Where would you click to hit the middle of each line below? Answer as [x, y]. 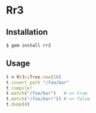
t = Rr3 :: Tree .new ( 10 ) [34, 77]
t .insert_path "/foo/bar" [37, 82]
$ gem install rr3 [28, 45]
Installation [27, 32]
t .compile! [19, 88]
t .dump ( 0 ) [18, 104]
